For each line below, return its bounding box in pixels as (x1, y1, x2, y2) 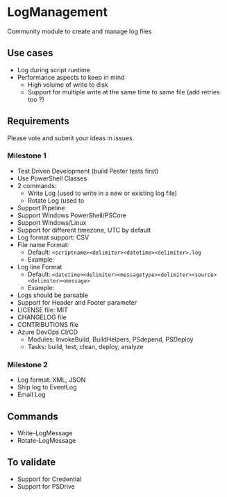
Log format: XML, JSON (17, 376, 86, 384)
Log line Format (17, 262, 62, 271)
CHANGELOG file (17, 313, 67, 321)
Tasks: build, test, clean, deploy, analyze (27, 342, 144, 351)
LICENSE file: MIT (17, 305, 68, 314)
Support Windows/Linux (17, 218, 87, 226)
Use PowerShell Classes (17, 174, 87, 183)
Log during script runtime (17, 65, 90, 74)
